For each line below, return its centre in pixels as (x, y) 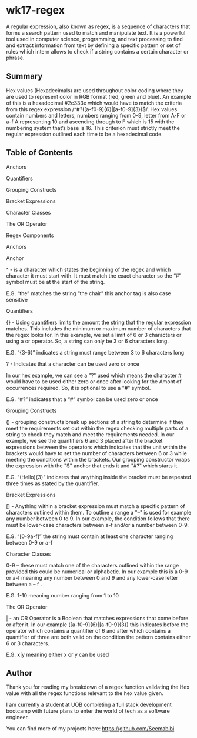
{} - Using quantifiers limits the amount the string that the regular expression (98, 322)
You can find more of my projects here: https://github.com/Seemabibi (90, 729)
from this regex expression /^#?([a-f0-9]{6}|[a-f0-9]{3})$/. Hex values (92, 109)
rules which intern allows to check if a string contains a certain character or (98, 51)
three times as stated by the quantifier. (53, 483)
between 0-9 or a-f (29, 542)
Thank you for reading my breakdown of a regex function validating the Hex (98, 687)
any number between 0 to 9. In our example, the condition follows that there (98, 519)
